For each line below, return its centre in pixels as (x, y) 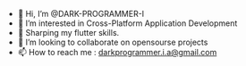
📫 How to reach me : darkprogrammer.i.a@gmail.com (117, 52)
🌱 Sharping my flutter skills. (68, 33)
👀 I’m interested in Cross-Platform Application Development (127, 23)
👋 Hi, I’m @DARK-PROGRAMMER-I (81, 14)
